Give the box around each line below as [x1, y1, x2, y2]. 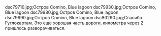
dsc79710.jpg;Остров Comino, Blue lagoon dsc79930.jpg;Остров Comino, [5, 4, 157, 10]
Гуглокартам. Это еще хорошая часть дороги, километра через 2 [5, 20, 144, 26]
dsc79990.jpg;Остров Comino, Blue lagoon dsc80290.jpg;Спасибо [5, 15, 143, 20]
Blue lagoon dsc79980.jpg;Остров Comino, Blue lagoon [5, 9, 119, 15]
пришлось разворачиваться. [5, 25, 65, 31]
